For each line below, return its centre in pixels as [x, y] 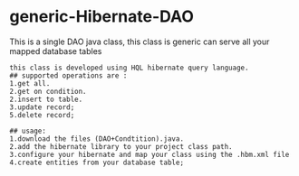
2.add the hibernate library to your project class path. [121, 146]
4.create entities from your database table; [96, 162]
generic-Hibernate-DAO [102, 17]
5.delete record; [42, 115]
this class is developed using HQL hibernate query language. [129, 68]
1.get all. [30, 83]
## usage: [28, 131]
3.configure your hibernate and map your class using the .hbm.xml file [149, 154]
